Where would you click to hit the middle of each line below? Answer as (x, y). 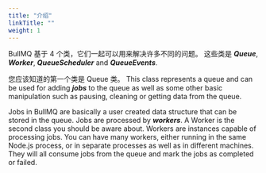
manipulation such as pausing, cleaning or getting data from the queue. (125, 97)
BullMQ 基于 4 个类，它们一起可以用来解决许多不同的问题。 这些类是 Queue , (133, 54)
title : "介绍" (31, 15)
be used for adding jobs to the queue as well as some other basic (116, 88)
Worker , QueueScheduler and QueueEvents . (83, 63)
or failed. (23, 163)
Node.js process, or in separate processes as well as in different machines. (131, 146)
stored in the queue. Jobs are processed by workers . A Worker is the (121, 121)
